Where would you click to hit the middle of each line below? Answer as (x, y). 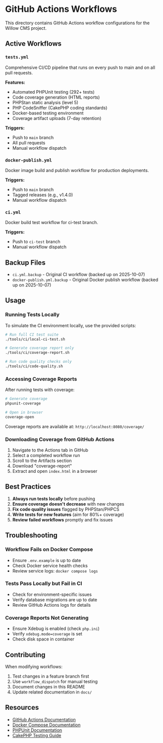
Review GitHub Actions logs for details (51, 605)
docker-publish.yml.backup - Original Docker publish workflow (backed (85, 280)
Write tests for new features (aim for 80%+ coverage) (68, 514)
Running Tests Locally (32, 315)
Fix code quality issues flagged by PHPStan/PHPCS (66, 509)
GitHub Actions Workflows (61, 9)
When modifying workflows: (34, 666)
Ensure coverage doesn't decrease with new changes (68, 504)
